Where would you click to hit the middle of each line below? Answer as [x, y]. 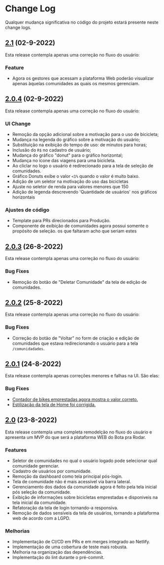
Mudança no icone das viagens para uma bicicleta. [64, 161]
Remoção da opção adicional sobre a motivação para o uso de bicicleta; [85, 134]
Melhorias [17, 531]
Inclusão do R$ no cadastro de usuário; [51, 150]
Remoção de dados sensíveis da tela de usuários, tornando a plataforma [85, 513]
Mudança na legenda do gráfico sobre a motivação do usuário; [76, 140]
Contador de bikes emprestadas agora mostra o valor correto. [75, 399]
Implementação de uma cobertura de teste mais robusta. [70, 547]
